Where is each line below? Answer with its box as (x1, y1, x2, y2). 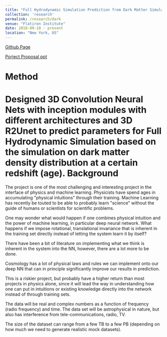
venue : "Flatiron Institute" (5, 21, 66, 26)
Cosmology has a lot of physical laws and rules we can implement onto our (5, 260, 159, 266)
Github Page (5, 44, 31, 50)
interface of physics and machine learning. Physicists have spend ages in (5, 189, 156, 195)
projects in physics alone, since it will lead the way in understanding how (5, 281, 155, 287)
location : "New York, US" (5, 30, 59, 35)
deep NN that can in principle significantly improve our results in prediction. (5, 266, 160, 272)
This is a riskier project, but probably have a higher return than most (5, 275, 145, 281)
